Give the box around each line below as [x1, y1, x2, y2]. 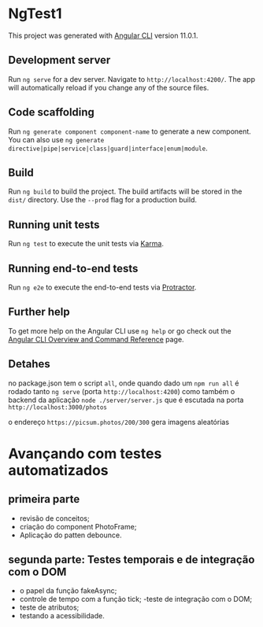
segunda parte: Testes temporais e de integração [8, 553, 255, 566]
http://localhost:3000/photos [8, 403, 108, 411]
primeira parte [8, 492, 80, 506]
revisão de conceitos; [19, 513, 90, 523]
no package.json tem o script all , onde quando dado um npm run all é [8, 378, 239, 388]
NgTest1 [8, 5, 62, 23]
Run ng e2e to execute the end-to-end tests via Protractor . [8, 282, 197, 292]
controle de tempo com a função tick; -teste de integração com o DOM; [19, 595, 253, 604]
